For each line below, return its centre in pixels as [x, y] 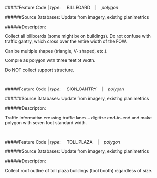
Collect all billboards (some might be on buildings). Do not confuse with [78, 36]
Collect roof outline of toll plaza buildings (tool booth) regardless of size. [79, 170]
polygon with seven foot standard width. [46, 123]
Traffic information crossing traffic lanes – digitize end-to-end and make [78, 118]
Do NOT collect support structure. [39, 70]
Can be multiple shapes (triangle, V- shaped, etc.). [56, 51]
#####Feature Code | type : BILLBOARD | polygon [62, 8]
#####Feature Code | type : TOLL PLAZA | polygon [63, 142]
